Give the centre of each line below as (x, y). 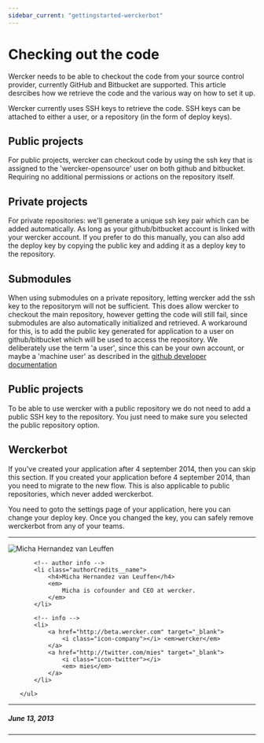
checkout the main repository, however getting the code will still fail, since (128, 314)
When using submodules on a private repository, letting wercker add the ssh (132, 298)
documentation (33, 364)
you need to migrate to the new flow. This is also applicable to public (119, 486)
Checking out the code (84, 54)
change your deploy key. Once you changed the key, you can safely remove (131, 517)
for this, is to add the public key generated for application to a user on (121, 331)
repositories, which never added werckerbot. (81, 493)
